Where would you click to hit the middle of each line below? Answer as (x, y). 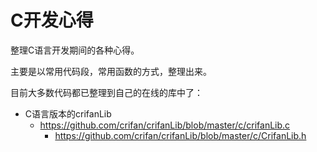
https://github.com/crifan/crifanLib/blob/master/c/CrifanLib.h (180, 135)
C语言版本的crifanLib (68, 113)
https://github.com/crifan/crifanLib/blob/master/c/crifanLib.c (165, 125)
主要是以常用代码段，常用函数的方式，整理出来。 (111, 71)
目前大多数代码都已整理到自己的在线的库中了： (106, 92)
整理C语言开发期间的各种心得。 (75, 50)
